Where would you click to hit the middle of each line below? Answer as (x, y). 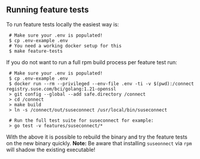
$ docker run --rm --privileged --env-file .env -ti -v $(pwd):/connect (101, 83)
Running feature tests (48, 10)
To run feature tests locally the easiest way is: (63, 24)
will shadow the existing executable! (51, 149)
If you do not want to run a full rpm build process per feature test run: (92, 62)
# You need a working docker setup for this (65, 46)
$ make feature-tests (36, 51)
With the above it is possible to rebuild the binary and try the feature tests (97, 137)
